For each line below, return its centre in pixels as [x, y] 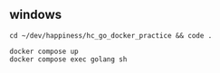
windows [36, 15]
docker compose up [44, 51]
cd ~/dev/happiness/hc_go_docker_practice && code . [111, 35]
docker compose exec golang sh [68, 59]
